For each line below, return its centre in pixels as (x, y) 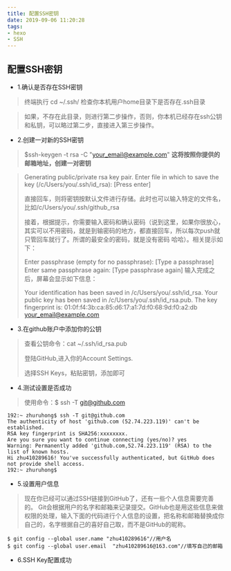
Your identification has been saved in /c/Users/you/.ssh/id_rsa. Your (121, 292)
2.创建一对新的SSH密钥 (50, 140)
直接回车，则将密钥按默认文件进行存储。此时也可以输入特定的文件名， (124, 199)
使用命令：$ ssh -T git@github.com (75, 402)
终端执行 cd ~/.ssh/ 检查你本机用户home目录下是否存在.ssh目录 (115, 102)
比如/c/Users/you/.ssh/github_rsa (72, 207)
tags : (15, 26)
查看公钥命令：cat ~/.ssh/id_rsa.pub (75, 343)
